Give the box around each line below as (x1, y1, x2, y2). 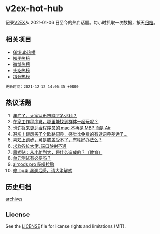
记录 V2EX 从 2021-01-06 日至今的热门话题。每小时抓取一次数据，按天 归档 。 (5, 19, 158, 25)
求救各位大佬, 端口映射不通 (12, 143, 67, 149)
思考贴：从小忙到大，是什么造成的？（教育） (12, 149, 103, 155)
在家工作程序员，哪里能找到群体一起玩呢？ (12, 118, 99, 124)
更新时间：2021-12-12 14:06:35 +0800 (5, 84, 79, 89)
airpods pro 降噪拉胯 (12, 161, 55, 167)
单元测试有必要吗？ (12, 155, 52, 161)
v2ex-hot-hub (5, 3, 64, 14)
